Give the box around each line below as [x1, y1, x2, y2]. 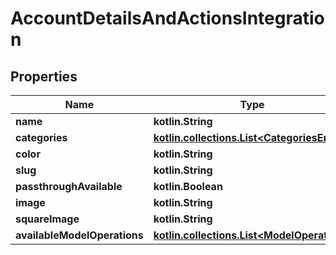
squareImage [15, 212, 80, 226]
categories [15, 131, 68, 144]
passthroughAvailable [15, 180, 123, 193]
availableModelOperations [15, 228, 144, 242]
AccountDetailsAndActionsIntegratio [10, 7, 325, 30]
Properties [10, 68, 78, 85]
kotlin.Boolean [153, 180, 223, 193]
